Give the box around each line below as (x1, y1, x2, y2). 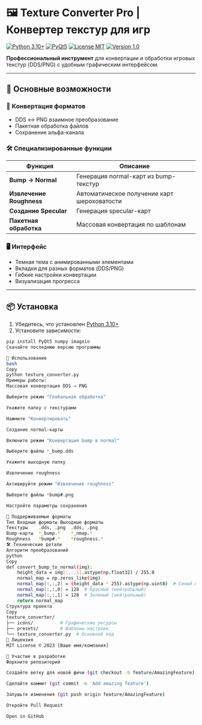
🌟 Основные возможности (6, 84, 111, 95)
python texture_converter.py (6, 372, 79, 378)
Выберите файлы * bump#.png (6, 492, 74, 498)
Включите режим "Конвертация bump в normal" (6, 438, 120, 444)
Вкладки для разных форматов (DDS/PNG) (14, 265, 124, 272)
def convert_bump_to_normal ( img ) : (6, 564, 93, 570)
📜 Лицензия (6, 636, 34, 643)
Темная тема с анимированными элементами (14, 259, 134, 266)
